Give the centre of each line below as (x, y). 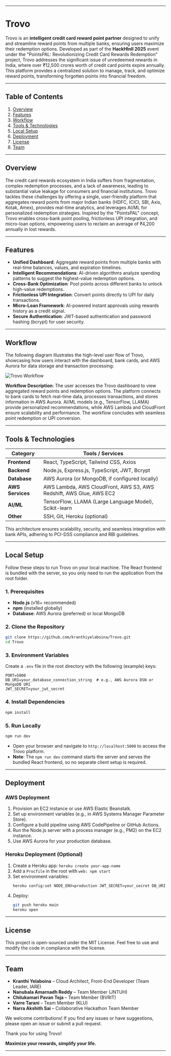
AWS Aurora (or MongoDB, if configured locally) (101, 479)
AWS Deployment (27, 798)
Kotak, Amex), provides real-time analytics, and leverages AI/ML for (76, 207)
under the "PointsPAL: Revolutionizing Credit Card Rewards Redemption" (81, 54)
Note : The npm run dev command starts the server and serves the (81, 757)
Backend (19, 470)
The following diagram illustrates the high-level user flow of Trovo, (75, 355)
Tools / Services (103, 453)
